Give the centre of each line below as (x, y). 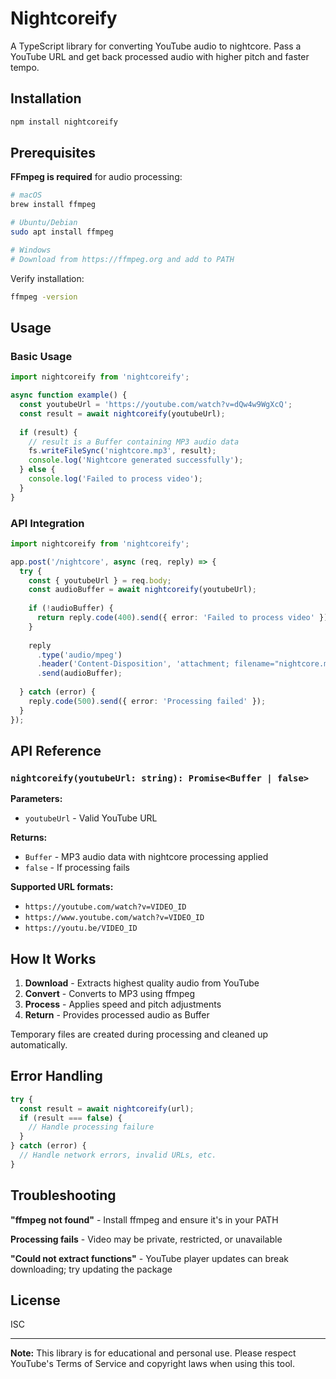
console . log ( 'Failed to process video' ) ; (115, 479)
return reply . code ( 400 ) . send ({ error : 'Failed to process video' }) (182, 618)
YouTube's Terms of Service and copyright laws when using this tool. (153, 1364)
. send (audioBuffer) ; (79, 673)
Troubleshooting (63, 1195)
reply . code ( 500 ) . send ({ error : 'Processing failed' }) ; (147, 701)
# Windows (31, 250)
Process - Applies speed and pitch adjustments (123, 1004)
